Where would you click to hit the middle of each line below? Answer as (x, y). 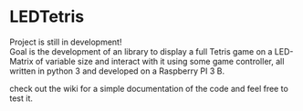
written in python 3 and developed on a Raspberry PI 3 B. (117, 71)
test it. (21, 98)
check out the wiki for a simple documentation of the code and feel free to (149, 88)
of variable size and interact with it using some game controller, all (160, 61)
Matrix (21, 61)
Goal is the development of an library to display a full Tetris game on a (141, 51)
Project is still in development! (66, 42)
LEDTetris (47, 17)
